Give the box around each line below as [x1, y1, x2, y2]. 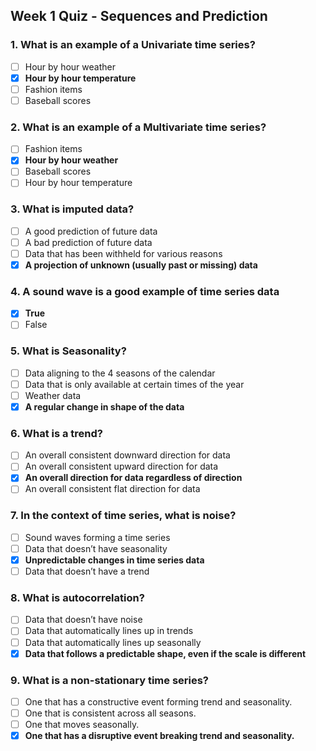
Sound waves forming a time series [24, 531, 171, 543]
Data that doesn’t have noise [24, 614, 143, 626]
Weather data [24, 389, 82, 401]
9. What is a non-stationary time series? [10, 673, 210, 687]
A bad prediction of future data [24, 236, 153, 248]
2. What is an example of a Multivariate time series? [10, 120, 267, 134]
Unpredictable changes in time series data [24, 554, 205, 566]
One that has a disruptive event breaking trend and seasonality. [24, 730, 295, 742]
